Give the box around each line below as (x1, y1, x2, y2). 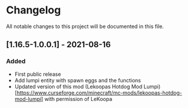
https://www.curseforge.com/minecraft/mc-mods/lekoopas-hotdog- (16, 89, 182, 96)
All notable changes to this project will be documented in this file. (6, 23, 164, 30)
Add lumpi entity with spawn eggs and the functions (14, 76, 141, 83)
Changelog (6, 4, 61, 17)
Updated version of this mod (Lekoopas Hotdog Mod (14, 83, 143, 90)
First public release (14, 71, 62, 78)
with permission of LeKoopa (44, 95, 113, 102)
